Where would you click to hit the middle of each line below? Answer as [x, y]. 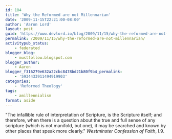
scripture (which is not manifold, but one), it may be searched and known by [86, 126]
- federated [27, 48]
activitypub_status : [27, 43]
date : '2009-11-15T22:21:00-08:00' [43, 19]
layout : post [19, 29]
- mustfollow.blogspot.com [43, 57]
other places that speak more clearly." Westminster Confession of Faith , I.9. [85, 131]
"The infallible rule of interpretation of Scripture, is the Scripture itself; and [84, 115]
